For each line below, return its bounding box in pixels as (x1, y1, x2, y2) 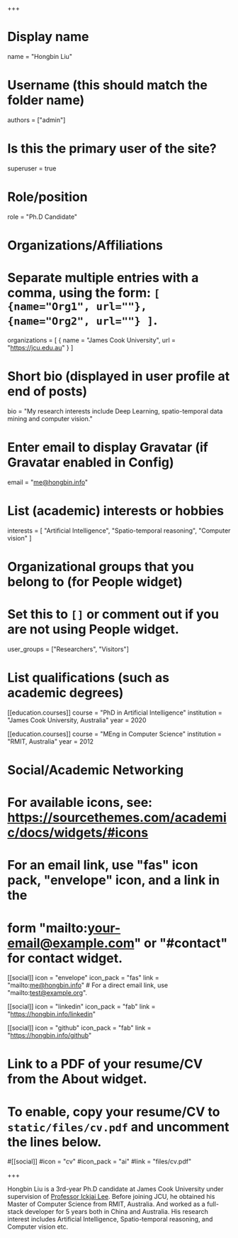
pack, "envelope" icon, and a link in (7, 872, 220, 889)
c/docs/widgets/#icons (7, 825, 149, 841)
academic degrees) (7, 685, 124, 700)
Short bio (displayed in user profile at (7, 369, 230, 384)
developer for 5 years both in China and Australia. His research (24, 1207, 209, 1216)
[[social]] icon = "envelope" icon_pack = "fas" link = (7, 974, 159, 982)
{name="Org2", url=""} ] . (7, 313, 158, 329)
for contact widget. (7, 950, 123, 966)
